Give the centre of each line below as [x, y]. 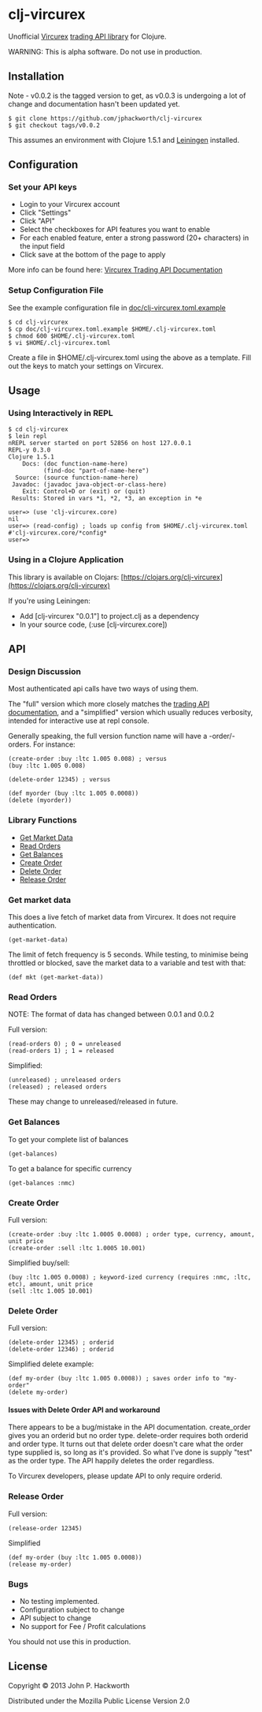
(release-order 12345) [45, 1528]
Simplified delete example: [51, 1364]
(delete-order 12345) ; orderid [61, 1343]
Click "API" [37, 221]
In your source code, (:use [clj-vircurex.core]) [93, 624]
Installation [36, 77]
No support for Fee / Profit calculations [83, 1626]
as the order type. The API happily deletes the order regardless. [111, 1461]
